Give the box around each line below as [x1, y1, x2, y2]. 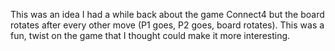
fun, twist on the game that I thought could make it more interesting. [10, 30, 291, 41]
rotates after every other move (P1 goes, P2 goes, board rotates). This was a [10, 19, 325, 31]
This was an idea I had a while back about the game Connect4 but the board [10, 9, 325, 20]
